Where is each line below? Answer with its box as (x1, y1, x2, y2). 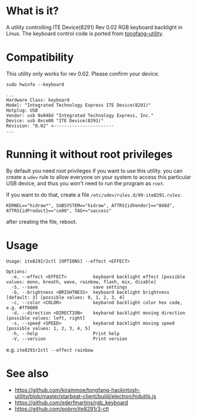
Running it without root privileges (6, 148, 173, 161)
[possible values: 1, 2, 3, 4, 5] (6, 325, 91, 331)
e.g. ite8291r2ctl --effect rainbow (6, 346, 94, 353)
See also (6, 367, 49, 380)
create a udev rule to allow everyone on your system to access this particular (6, 173, 192, 181)
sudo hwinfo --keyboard (6, 81, 65, 87)
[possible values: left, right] (6, 315, 85, 321)
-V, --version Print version (11, 335, 128, 342)
